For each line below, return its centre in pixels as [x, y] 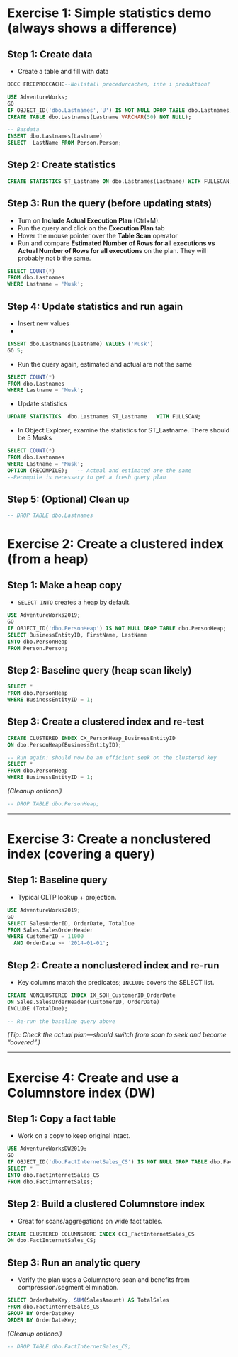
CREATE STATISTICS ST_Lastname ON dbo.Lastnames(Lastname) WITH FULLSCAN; [120, 181]
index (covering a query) [81, 854]
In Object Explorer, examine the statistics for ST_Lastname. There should [124, 430]
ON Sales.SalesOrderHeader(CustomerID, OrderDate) [84, 1002]
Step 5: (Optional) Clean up [68, 499]
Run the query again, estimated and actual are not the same [105, 364]
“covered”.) [24, 1042]
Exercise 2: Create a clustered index [116, 544]
